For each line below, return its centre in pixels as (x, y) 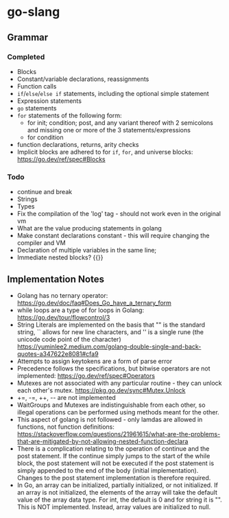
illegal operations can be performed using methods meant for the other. (118, 412)
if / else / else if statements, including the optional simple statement (113, 93)
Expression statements (49, 101)
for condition (45, 137)
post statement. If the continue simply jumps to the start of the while (113, 456)
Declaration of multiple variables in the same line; (87, 250)
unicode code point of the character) (69, 339)
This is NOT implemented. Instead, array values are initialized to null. (114, 507)
